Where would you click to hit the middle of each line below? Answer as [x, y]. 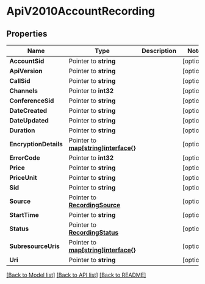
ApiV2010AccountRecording [81, 11]
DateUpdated [29, 120]
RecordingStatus [94, 233]
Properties [27, 34]
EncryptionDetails [36, 144]
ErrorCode [25, 158]
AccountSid [27, 61]
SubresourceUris [34, 246]
